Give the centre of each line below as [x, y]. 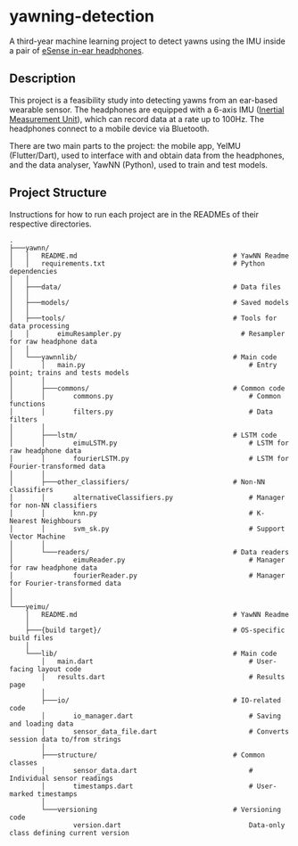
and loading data [41, 724]
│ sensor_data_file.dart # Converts [166, 731]
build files [31, 638]
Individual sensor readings [62, 778]
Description [42, 79]
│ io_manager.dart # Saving [161, 716]
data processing [39, 326]
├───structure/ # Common [153, 755]
